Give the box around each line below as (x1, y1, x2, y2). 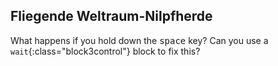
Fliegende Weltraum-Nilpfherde (10, 8, 213, 25)
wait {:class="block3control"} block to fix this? (10, 45, 201, 57)
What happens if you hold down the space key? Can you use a (10, 34, 269, 46)
